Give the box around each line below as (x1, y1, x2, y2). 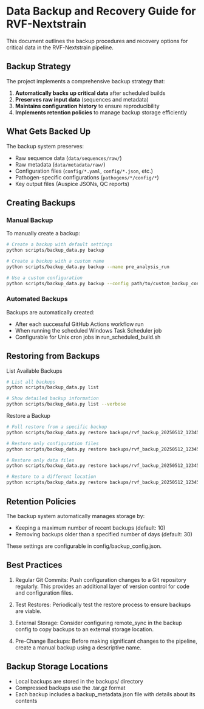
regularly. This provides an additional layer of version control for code (15, 583, 190, 590)
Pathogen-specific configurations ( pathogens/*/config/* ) (15, 173, 159, 181)
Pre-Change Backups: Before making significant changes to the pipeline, (15, 637, 197, 645)
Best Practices (6, 560, 63, 570)
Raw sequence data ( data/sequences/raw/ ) (15, 154, 123, 162)
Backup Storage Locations (6, 662, 108, 672)
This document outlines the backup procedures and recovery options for (6, 37, 188, 44)
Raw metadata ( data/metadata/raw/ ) (15, 161, 106, 168)
